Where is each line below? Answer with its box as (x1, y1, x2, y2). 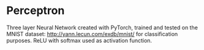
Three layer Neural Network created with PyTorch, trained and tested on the (6, 24, 198, 31)
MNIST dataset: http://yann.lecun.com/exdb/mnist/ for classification (6, 30, 178, 37)
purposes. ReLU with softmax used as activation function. (6, 37, 152, 44)
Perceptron (6, 4, 65, 18)
